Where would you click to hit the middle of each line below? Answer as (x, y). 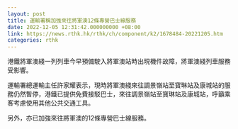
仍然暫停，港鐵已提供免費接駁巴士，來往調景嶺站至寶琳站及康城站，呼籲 (119, 94)
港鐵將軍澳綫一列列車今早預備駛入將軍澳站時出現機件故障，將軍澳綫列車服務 (119, 62)
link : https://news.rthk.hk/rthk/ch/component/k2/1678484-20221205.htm (115, 34)
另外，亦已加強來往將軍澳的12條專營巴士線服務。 (79, 118)
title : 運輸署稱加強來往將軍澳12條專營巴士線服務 (72, 21)
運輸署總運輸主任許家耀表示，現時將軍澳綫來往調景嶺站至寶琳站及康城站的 (116, 85)
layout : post (27, 14)
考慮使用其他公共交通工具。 (53, 103)
